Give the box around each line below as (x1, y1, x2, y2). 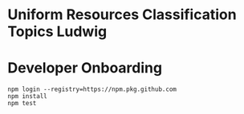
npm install (7, 92, 47, 100)
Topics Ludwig (7, 22, 108, 41)
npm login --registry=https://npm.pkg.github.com (7, 85, 177, 93)
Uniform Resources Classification (7, 6, 238, 24)
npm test (7, 100, 37, 108)
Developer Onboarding (7, 59, 162, 77)
